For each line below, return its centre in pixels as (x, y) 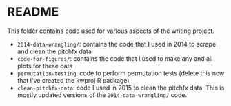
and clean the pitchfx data (54, 51)
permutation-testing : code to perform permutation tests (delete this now (121, 73)
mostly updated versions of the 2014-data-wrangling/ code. (102, 95)
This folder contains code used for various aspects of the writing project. (111, 31)
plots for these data (45, 66)
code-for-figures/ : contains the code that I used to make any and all (115, 58)
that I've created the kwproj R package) (73, 80)
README (33, 12)
